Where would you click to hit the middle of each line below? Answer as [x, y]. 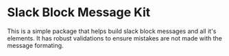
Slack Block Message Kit [79, 12]
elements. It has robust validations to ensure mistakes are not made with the [115, 38]
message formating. [35, 45]
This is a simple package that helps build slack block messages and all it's [112, 31]
